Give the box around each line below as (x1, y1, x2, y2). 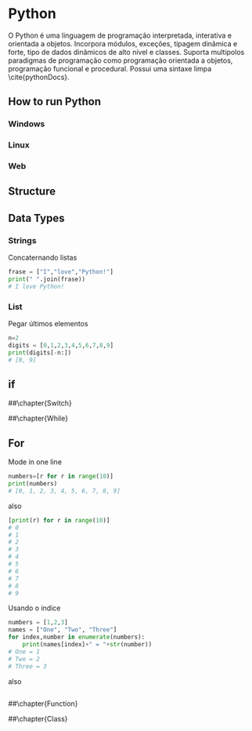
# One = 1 (8, 648, 41, 656)
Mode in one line (8, 457, 63, 467)
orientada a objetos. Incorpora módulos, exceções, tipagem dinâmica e (8, 38, 238, 48)
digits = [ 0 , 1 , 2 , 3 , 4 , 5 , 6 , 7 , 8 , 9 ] (8, 341, 114, 349)
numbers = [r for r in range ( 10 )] (8, 472, 113, 481)
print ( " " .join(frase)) (8, 275, 86, 283)
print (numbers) (8, 480, 58, 488)
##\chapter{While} (8, 413, 69, 424)
